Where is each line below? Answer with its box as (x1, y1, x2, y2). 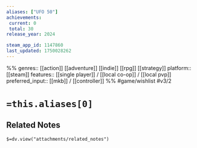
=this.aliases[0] (6, 98, 94, 110)
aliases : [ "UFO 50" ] (6, 8, 59, 15)
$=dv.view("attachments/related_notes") (6, 136, 110, 142)
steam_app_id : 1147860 (6, 42, 63, 48)
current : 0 (8, 20, 36, 26)
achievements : (6, 14, 42, 21)
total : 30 (8, 25, 34, 32)
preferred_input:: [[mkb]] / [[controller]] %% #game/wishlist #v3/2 (6, 77, 172, 85)
